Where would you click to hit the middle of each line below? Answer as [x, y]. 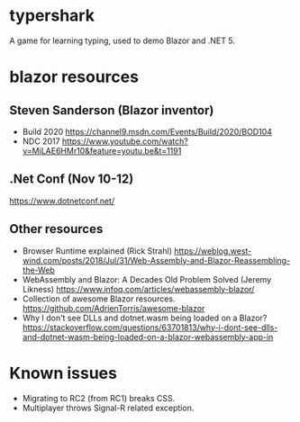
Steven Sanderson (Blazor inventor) [112, 110]
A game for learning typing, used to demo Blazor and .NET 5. [123, 40]
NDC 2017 [41, 141]
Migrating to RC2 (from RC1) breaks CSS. [99, 398]
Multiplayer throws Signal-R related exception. [108, 408]
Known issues [63, 373]
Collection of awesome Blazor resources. [99, 299]
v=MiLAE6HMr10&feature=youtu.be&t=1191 [102, 150]
